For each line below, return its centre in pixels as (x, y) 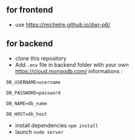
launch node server (39, 132)
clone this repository (41, 58)
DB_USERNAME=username (34, 82)
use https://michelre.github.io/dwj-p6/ (63, 24)
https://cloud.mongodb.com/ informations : (69, 71)
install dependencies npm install (57, 125)
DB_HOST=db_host (27, 114)
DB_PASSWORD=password (34, 93)
